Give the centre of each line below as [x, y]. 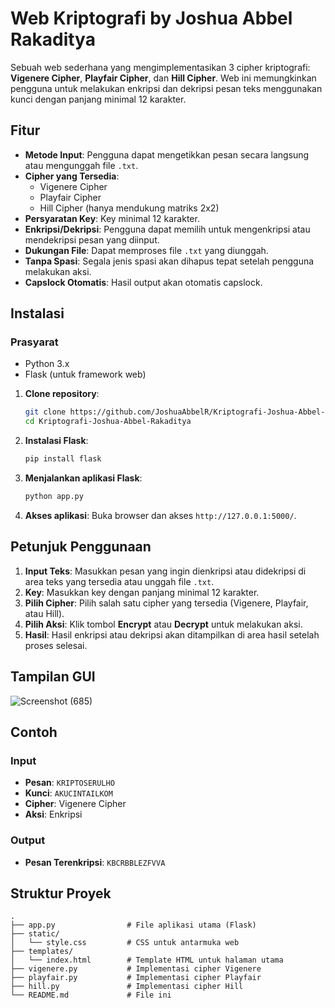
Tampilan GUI [53, 677]
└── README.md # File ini [91, 995]
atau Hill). [44, 613]
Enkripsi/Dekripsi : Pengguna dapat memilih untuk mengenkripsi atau [167, 229]
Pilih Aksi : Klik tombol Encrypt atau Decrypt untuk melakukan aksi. [163, 624]
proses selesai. [56, 645]
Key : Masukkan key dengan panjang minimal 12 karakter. [142, 592]
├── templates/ [42, 952]
